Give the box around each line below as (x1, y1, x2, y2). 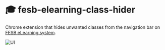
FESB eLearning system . (5, 29, 57, 35)
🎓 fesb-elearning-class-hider (5, 4, 135, 16)
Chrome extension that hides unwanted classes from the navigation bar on (5, 24, 160, 30)
